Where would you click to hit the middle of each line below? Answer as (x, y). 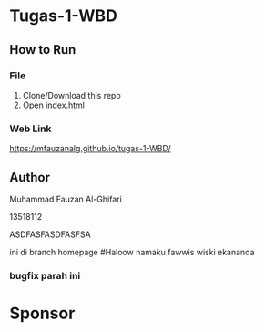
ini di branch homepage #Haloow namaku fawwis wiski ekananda (132, 252)
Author (30, 177)
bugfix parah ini (45, 275)
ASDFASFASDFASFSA (50, 234)
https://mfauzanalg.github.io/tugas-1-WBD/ (90, 149)
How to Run (43, 50)
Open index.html (53, 105)
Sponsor (42, 313)
